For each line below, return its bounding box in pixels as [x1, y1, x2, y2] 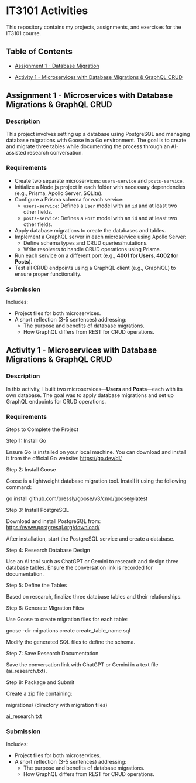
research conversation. [27, 149, 83, 156]
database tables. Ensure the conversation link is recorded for [6, 564, 153, 572]
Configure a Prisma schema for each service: [14, 196, 124, 203]
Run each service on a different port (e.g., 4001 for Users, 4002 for [14, 252, 178, 259]
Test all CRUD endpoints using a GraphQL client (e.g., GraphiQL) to [14, 264, 176, 271]
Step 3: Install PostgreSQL [6, 507, 69, 514]
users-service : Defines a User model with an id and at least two [23, 202, 177, 209]
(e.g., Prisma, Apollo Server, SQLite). [14, 189, 103, 197]
